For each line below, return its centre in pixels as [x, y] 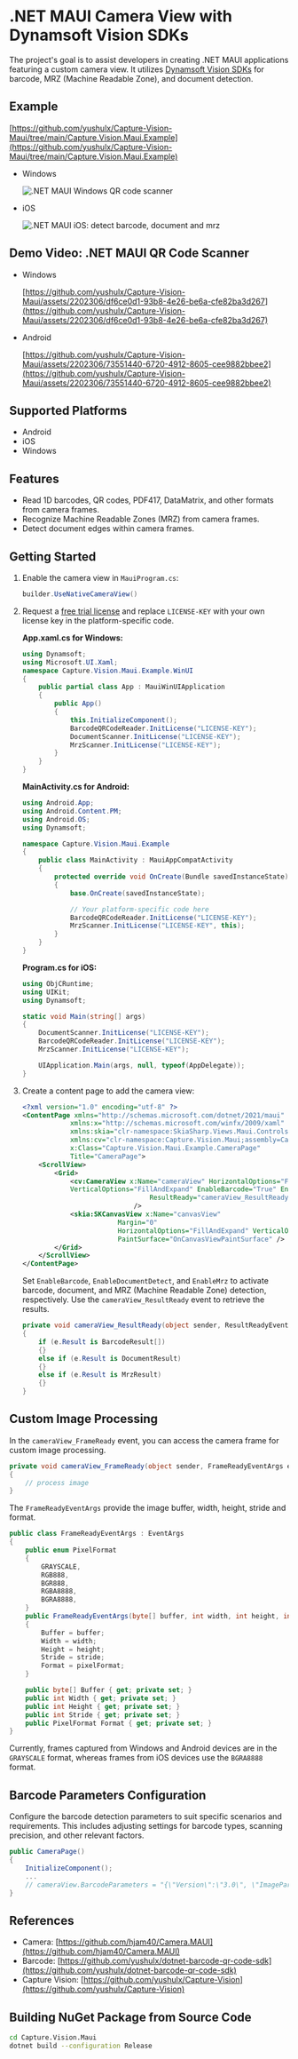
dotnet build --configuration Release [81, 2046]
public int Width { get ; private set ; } [101, 1698]
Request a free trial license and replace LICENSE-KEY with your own [143, 611]
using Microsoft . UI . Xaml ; [70, 662]
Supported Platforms [68, 410]
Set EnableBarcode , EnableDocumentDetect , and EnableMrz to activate [145, 1281]
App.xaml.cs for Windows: [72, 638]
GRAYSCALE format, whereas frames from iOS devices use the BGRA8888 [136, 1758]
